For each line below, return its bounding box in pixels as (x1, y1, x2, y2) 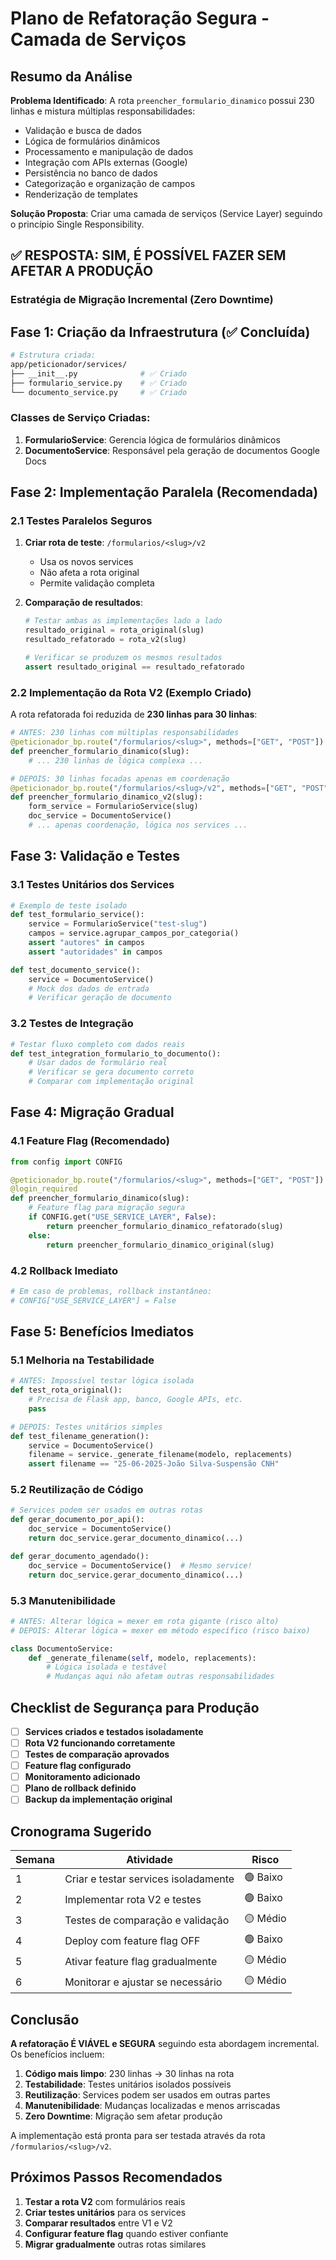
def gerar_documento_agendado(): (10, 1551, 150, 1561)
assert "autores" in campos (28, 938, 145, 948)
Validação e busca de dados (24, 125, 142, 136)
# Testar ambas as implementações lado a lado (24, 616, 223, 626)
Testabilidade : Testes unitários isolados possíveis (24, 2078, 232, 2091)
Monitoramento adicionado (24, 1771, 141, 1783)
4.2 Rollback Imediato (10, 1263, 118, 1277)
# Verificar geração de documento (28, 993, 172, 1003)
